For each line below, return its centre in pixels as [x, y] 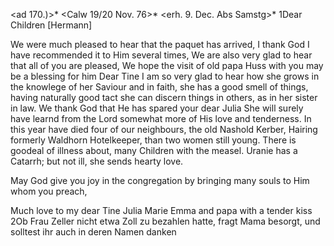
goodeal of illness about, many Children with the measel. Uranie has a [154, 150]
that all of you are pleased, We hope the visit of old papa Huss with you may [167, 65]
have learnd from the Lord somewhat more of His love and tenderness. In [161, 118]
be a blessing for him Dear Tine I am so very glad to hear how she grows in [165, 76]
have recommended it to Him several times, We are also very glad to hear [161, 55]
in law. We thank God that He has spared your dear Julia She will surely [157, 108]
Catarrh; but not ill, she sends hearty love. [97, 161]
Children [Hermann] [51, 25]
